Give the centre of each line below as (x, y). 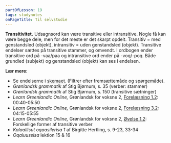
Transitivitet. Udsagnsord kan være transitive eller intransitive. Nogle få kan (86, 34)
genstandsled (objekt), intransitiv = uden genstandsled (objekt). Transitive (83, 45)
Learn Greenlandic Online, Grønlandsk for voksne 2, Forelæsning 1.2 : (85, 97)
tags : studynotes (24, 15)
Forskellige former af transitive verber (52, 124)
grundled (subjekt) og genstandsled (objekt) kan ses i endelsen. (73, 61)
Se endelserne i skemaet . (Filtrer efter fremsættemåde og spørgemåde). (89, 81)
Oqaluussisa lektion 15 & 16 (41, 135)
